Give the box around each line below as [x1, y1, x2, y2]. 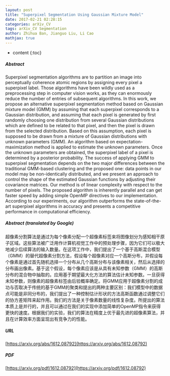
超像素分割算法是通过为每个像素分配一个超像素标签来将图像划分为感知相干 [5, 234, 160, 240]
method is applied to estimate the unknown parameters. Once [33, 144, 163, 150]
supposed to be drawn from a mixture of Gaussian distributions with [5, 133, 147, 139]
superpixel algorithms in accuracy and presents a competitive [12, 203, 141, 209]
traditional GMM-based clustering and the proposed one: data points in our [5, 165, 162, 171]
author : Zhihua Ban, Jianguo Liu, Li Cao [5, 31, 94, 36]
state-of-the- [134, 198, 161, 204]
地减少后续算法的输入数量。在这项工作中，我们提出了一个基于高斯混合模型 [5, 246, 160, 252]
